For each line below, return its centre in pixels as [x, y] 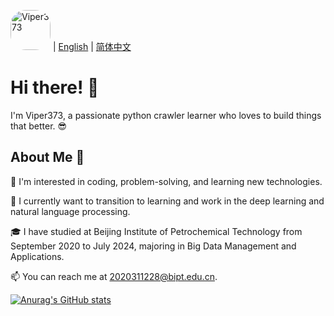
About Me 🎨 [47, 157]
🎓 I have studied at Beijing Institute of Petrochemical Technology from [156, 231]
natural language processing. [70, 211]
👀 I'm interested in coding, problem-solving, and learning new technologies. [166, 181]
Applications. [37, 256]
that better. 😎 [39, 126]
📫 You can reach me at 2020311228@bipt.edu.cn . [114, 276]
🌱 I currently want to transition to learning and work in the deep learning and [167, 201]
